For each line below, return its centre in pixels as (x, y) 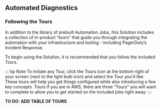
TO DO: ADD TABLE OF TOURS (36, 101)
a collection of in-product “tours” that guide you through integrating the (76, 37)
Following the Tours (29, 22)
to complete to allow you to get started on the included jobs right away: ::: (78, 92)
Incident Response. (24, 47)
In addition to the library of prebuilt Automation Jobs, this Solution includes (80, 32)
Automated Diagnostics (42, 8)
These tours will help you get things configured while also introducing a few (80, 81)
